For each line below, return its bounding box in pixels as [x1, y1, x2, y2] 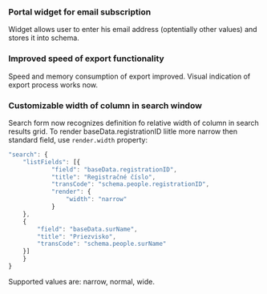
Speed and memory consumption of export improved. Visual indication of [8, 71, 251, 81]
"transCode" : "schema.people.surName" [37, 240, 167, 248]
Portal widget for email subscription [8, 6, 152, 18]
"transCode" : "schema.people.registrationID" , [51, 180, 210, 188]
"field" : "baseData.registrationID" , [51, 165, 178, 174]
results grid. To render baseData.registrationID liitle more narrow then [8, 127, 238, 136]
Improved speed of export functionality [8, 53, 164, 64]
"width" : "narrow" [65, 195, 127, 203]
